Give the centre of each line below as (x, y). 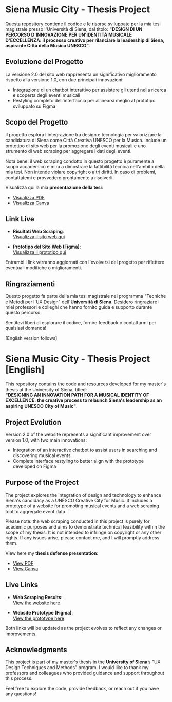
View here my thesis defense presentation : (52, 553)
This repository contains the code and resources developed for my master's (86, 384)
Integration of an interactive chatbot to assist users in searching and (85, 450)
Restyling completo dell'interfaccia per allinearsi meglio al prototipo (84, 100)
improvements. (21, 634)
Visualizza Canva (31, 203)
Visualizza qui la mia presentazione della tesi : (54, 187)
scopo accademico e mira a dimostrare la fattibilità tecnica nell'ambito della (85, 166)
